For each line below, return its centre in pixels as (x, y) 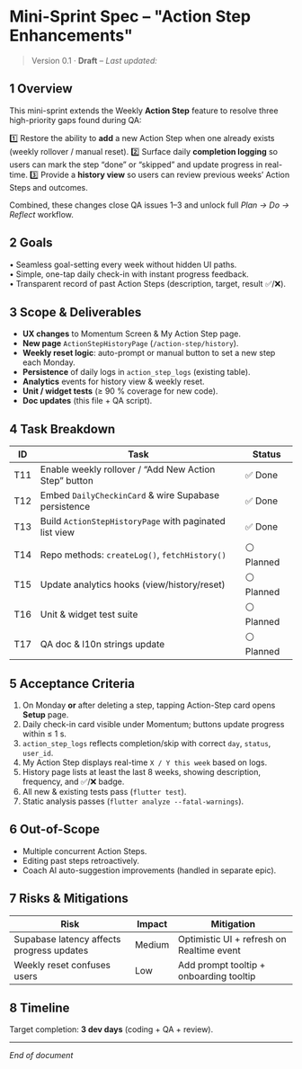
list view (57, 532)
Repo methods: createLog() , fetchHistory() (133, 555)
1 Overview (41, 89)
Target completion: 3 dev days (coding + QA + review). (111, 1029)
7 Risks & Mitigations (69, 899)
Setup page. (45, 715)
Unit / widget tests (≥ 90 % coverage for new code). (120, 391)
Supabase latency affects (67, 939)
